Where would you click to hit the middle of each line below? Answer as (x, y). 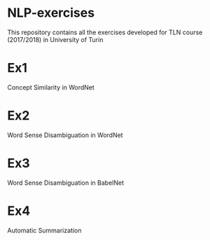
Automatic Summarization (44, 230)
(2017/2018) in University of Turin (55, 39)
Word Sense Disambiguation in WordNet (65, 135)
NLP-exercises (51, 13)
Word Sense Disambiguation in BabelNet (66, 183)
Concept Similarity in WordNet (51, 87)
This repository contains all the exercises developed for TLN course (105, 32)
